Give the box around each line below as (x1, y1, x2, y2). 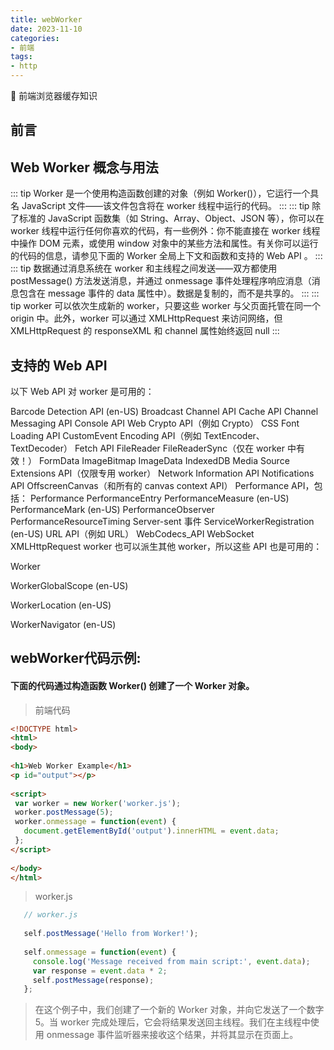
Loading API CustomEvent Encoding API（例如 (10, 430, 202, 442)
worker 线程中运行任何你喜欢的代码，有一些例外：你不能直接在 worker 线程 (10, 225, 321, 237)
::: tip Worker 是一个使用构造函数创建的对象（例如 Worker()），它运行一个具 (10, 187, 320, 200)
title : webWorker (10, 14, 83, 25)
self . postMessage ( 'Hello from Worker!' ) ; (23, 929, 199, 939)
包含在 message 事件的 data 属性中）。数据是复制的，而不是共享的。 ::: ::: (18, 287, 320, 300)
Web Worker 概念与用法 (10, 159, 159, 176)
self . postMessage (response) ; (32, 975, 155, 985)
